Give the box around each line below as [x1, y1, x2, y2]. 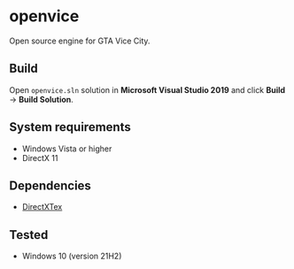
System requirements [9, 119, 131, 134]
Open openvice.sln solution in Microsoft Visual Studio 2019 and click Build [9, 84, 286, 95]
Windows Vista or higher [21, 143, 112, 154]
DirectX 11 [21, 152, 58, 163]
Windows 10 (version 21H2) [21, 250, 122, 262]
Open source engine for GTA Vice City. [9, 35, 151, 46]
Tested [9, 227, 49, 242]
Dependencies [9, 178, 91, 193]
